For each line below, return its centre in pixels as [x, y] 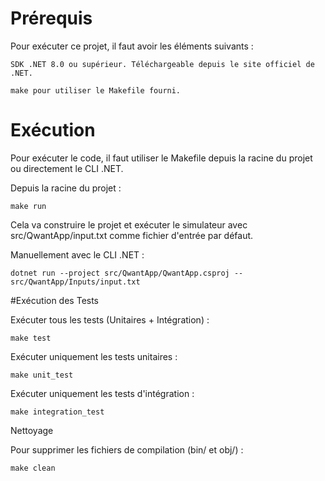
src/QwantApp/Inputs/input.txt [75, 282]
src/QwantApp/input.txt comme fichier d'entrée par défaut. [132, 235]
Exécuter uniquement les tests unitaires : [94, 356]
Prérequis [51, 18]
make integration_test [57, 412]
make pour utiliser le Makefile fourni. [96, 90]
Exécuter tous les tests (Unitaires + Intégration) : [110, 319]
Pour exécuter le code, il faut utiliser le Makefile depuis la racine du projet [161, 158]
